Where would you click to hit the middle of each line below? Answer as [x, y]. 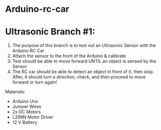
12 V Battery [25, 123]
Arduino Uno [25, 101]
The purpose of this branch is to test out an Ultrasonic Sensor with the [84, 45]
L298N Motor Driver [33, 117]
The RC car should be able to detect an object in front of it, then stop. [83, 72]
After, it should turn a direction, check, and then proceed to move [79, 77]
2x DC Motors [27, 112]
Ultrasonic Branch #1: [50, 32]
